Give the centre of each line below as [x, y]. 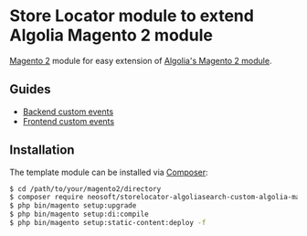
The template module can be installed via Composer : [109, 172]
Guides [31, 89]
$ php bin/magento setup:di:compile [79, 215]
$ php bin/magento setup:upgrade [73, 206]
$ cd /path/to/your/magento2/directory [85, 188]
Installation [42, 150]
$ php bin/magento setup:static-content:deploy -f [108, 223]
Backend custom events [68, 112]
